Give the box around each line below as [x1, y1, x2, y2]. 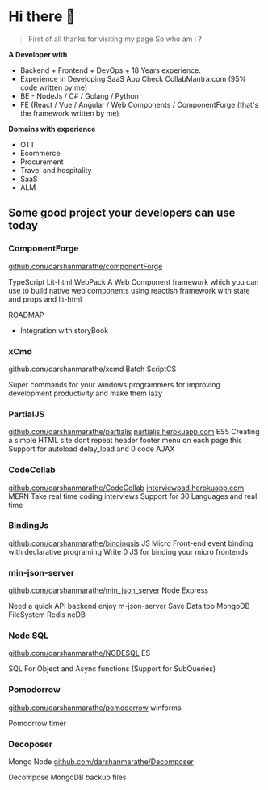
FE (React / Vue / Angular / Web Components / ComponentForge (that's [19, 99, 259, 109]
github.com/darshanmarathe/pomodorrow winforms [8, 703, 182, 712]
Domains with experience [8, 124, 96, 133]
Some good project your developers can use [8, 206, 236, 220]
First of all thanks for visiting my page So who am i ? [27, 34, 202, 44]
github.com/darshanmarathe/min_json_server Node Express [8, 585, 208, 595]
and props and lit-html [8, 294, 82, 304]
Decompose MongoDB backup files [8, 772, 127, 782]
